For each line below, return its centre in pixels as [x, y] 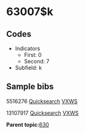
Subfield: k [28, 68]
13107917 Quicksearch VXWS [42, 113]
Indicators [27, 48]
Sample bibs [30, 87]
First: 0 [33, 55]
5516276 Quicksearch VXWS [42, 101]
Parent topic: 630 [28, 124]
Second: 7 [36, 61]
